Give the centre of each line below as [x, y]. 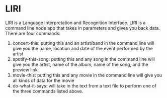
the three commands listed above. [48, 91]
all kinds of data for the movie [43, 80]
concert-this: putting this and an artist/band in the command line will [83, 43]
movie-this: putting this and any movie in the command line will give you [87, 75]
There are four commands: [33, 33]
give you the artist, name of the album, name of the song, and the [80, 64]
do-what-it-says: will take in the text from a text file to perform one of [85, 85]
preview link [25, 70]
